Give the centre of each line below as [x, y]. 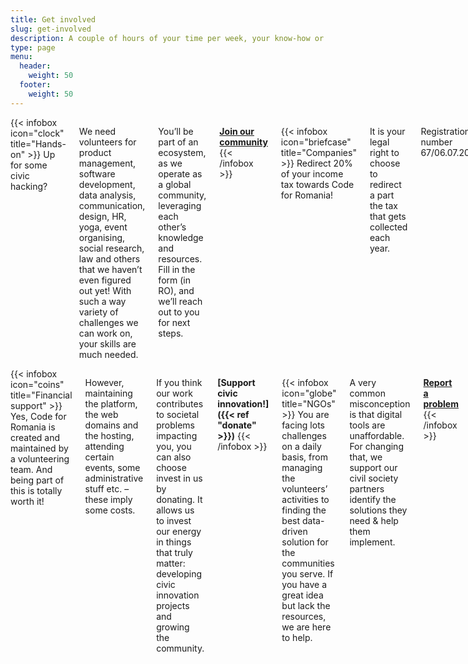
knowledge [181, 237]
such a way [102, 301]
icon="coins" [37, 384]
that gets [388, 216]
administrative [114, 478]
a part [382, 195]
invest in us [179, 478]
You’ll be [176, 131]
